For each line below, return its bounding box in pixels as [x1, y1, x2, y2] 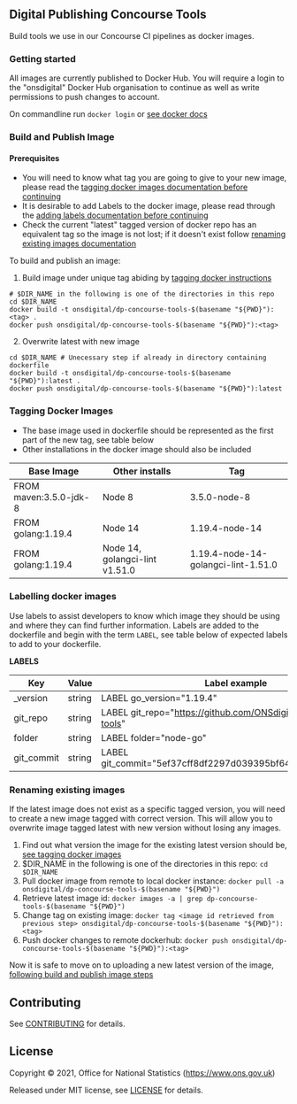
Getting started [9, 52, 77, 65]
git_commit [13, 752, 60, 764]
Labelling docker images [9, 591, 117, 603]
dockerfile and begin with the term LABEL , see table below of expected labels [9, 629, 288, 640]
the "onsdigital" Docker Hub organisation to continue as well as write [9, 82, 260, 93]
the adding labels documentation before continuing [21, 210, 209, 220]
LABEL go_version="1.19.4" [101, 691, 217, 704]
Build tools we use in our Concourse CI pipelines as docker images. [9, 30, 255, 41]
